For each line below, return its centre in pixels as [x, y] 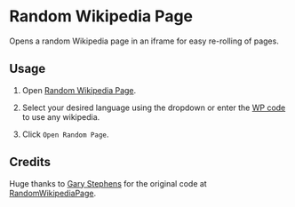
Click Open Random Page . [65, 134]
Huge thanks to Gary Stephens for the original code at [108, 183]
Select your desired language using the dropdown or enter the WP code [154, 107]
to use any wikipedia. [61, 116]
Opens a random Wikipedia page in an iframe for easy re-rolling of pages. [144, 41]
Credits [30, 162]
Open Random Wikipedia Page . [79, 90]
